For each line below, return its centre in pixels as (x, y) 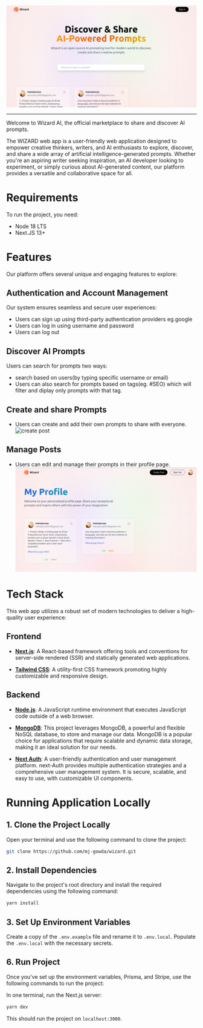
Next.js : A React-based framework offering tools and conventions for (101, 651)
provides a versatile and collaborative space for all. (70, 173)
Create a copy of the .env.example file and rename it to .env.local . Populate (101, 937)
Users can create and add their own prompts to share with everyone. (101, 425)
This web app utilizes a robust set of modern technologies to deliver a (93, 611)
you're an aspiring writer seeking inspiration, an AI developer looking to (95, 160)
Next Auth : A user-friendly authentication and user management (95, 759)
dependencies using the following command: (62, 892)
